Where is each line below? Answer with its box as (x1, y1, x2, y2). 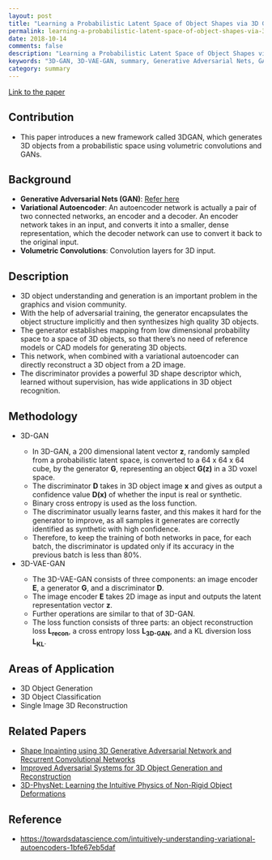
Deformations (19, 789, 66, 799)
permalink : (8, 27, 45, 35)
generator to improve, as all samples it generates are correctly (32, 516, 240, 525)
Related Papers (8, 724, 87, 738)
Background (8, 172, 71, 187)
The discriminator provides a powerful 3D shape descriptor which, (19, 368, 242, 378)
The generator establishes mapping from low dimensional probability (19, 325, 250, 335)
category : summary (8, 65, 70, 73)
